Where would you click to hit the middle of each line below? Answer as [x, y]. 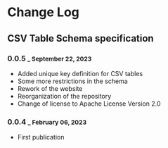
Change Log [43, 12]
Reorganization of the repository [64, 96]
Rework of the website [50, 88]
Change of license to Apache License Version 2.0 [89, 104]
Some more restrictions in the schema [72, 81]
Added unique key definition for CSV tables [80, 73]
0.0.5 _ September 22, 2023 [50, 58]
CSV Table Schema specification [80, 38]
